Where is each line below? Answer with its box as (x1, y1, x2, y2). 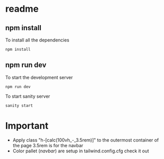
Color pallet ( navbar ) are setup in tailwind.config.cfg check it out (12, 148, 149, 154)
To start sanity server (5, 93, 50, 99)
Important (5, 120, 49, 131)
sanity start (5, 103, 33, 108)
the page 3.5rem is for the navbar (12, 142, 83, 148)
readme (5, 3, 39, 15)
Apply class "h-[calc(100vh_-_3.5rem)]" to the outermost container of (12, 137, 159, 143)
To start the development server (5, 74, 73, 80)
